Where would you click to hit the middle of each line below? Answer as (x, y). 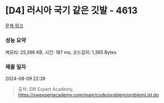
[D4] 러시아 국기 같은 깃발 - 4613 (71, 11)
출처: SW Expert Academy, (46, 89)
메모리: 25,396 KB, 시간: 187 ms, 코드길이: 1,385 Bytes (61, 52)
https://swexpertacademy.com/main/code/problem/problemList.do (88, 95)
